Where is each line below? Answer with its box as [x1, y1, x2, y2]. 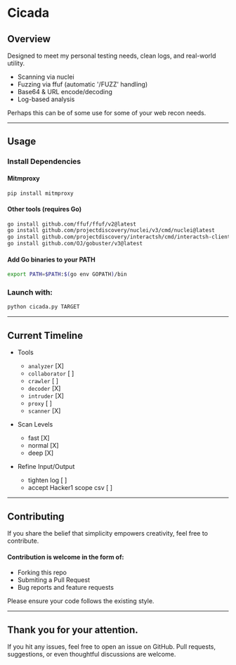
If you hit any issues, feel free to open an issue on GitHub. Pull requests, [7, 642, 216, 651]
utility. [7, 59, 25, 67]
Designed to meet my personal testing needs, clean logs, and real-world [7, 51, 216, 60]
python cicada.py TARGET [7, 304, 80, 311]
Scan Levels [17, 420, 53, 429]
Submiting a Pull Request [17, 576, 90, 584]
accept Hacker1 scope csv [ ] [27, 484, 113, 492]
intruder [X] [27, 392, 65, 400]
